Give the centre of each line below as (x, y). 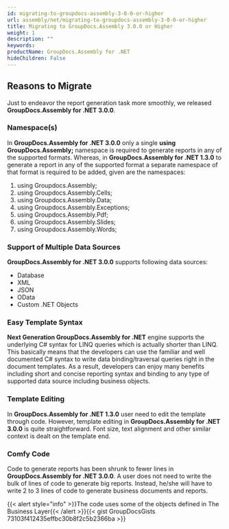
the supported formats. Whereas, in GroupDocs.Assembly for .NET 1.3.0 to (114, 157)
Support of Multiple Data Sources (64, 247)
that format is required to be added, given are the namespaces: (96, 172)
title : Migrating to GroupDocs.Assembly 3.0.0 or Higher (90, 26)
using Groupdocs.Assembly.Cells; (65, 193)
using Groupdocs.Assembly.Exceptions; (73, 207)
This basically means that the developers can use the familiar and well (106, 352)
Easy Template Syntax (45, 323)
